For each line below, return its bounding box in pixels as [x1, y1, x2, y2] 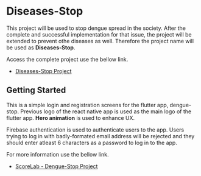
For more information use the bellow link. [6, 150, 109, 158]
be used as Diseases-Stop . [6, 44, 76, 51]
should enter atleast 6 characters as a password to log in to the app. [6, 139, 178, 146]
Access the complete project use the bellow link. [6, 55, 129, 63]
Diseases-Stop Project [15, 67, 72, 74]
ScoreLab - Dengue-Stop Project [15, 163, 98, 170]
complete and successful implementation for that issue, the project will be [6, 30, 192, 38]
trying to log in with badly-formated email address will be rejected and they [6, 132, 195, 139]
